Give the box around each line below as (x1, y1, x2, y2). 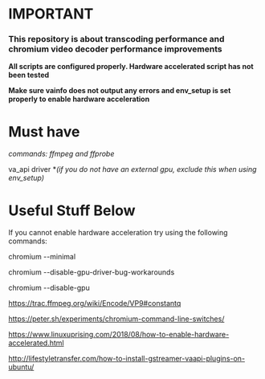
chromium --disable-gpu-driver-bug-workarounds (8, 267, 175, 277)
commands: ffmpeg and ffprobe (8, 149, 115, 159)
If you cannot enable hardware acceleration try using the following (8, 228, 228, 238)
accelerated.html (8, 338, 64, 348)
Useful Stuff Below (8, 202, 136, 219)
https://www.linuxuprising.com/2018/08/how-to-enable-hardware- (8, 330, 230, 340)
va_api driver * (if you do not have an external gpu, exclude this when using (8, 165, 257, 174)
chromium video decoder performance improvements (8, 43, 222, 55)
